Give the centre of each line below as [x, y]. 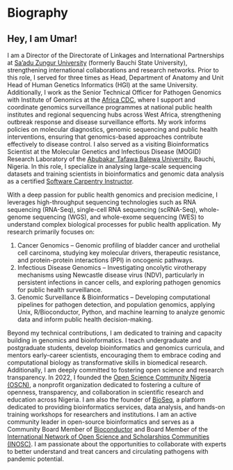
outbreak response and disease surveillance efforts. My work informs [107, 122]
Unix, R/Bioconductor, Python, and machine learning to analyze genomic [121, 312]
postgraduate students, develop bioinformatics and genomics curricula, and [116, 348]
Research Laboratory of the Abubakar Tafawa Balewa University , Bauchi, [111, 159]
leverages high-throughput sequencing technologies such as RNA [102, 202]
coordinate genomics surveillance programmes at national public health [110, 107]
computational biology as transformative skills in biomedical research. [107, 363]
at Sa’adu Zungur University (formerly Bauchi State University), [97, 63]
